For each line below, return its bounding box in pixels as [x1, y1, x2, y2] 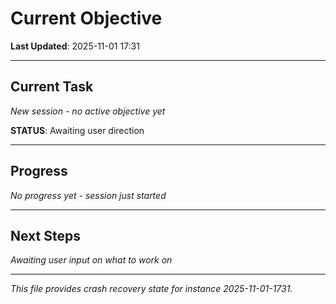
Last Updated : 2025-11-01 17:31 [10, 40, 140, 52]
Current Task [10, 78, 94, 96]
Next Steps [10, 227, 81, 244]
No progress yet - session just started [10, 189, 167, 201]
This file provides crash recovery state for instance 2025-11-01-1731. [10, 283, 293, 295]
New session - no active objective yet [10, 105, 166, 117]
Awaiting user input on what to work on [10, 254, 173, 266]
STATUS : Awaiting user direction [10, 124, 145, 136]
